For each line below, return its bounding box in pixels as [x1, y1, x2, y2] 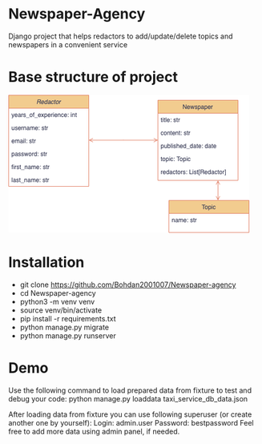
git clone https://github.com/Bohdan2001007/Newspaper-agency [19, 280, 236, 289]
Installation [8, 253, 85, 272]
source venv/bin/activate [19, 305, 103, 315]
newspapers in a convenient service [8, 39, 128, 49]
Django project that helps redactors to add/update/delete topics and [8, 31, 234, 41]
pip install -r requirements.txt [19, 313, 116, 323]
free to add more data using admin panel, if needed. [8, 426, 180, 436]
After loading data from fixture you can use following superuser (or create [8, 410, 252, 419]
